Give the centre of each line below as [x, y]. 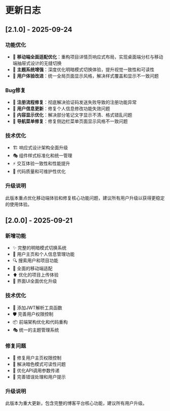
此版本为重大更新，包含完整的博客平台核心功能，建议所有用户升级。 [76, 403]
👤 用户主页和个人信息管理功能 [44, 254]
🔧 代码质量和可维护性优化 [39, 172]
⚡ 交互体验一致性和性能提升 [41, 163]
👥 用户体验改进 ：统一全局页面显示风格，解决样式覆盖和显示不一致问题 [86, 76]
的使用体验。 [18, 204]
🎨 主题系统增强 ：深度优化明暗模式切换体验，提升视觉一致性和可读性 [83, 70]
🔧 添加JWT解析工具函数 [37, 307]
